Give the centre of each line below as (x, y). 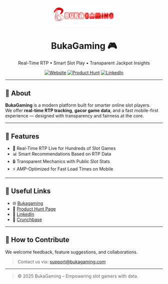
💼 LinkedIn (23, 214)
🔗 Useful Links (28, 191)
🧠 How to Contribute (37, 240)
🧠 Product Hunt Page (34, 208)
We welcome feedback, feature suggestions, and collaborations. (71, 252)
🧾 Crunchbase (27, 219)
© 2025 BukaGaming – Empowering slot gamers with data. (78, 276)
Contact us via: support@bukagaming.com (61, 261)
